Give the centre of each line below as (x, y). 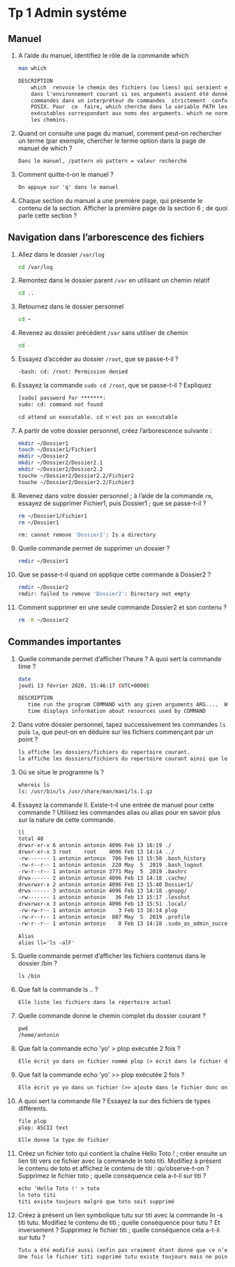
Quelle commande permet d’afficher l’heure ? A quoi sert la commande (120, 658)
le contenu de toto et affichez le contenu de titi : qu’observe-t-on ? (114, 1168)
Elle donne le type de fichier (63, 1140)
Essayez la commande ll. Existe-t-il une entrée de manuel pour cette (116, 805)
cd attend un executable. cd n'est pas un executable (98, 417)
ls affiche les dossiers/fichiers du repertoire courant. (104, 752)
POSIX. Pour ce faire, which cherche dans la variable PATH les (129, 107)
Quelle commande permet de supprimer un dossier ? (94, 548)
